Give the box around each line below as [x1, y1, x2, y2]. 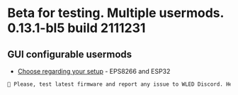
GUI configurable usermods [7, 48, 132, 60]
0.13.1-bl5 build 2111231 [7, 20, 146, 36]
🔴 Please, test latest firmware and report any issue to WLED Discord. [7, 81, 223, 88]
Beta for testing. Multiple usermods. [7, 5, 225, 21]
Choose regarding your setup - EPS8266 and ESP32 [17, 67, 171, 75]
